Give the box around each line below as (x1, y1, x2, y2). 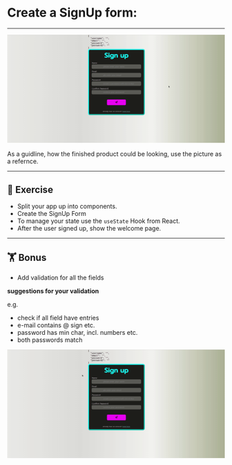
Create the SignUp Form (17, 210, 86, 218)
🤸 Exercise (7, 183, 54, 195)
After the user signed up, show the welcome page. (17, 224, 162, 232)
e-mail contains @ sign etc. (17, 321, 95, 329)
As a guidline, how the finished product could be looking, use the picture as (7, 150, 222, 158)
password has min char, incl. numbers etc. (17, 329, 138, 337)
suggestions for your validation (7, 287, 99, 295)
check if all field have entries (17, 313, 99, 322)
